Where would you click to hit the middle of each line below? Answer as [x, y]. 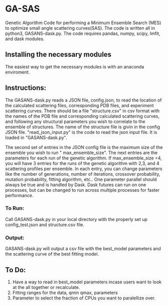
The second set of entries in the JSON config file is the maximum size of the [84, 147]
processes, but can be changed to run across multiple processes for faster [82, 190]
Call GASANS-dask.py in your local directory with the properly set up [76, 219]
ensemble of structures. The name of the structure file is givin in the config [83, 127]
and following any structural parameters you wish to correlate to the [75, 121]
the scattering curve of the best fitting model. [52, 254]
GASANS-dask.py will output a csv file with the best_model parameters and [83, 249]
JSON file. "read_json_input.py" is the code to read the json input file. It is [81, 132]
